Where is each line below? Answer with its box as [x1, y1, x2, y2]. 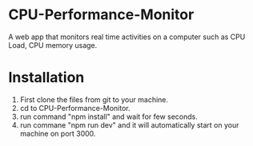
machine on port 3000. [19, 128, 96, 138]
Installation [8, 69, 85, 87]
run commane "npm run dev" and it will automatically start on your [19, 120, 239, 129]
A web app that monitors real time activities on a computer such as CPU [8, 32, 246, 41]
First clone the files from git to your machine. [19, 94, 169, 105]
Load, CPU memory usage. [8, 40, 98, 49]
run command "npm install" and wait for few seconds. [19, 112, 199, 121]
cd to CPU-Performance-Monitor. [19, 103, 131, 112]
